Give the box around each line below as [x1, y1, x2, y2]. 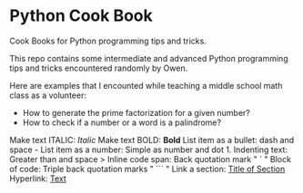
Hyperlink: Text [9, 173, 66, 184]
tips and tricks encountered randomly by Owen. [9, 63, 188, 73]
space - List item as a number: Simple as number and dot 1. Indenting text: [9, 144, 288, 155]
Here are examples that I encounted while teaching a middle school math [9, 80, 283, 91]
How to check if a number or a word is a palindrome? [22, 117, 221, 128]
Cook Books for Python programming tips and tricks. [9, 35, 207, 46]
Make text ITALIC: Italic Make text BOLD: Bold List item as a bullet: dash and [9, 134, 295, 145]
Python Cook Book [9, 5, 153, 26]
